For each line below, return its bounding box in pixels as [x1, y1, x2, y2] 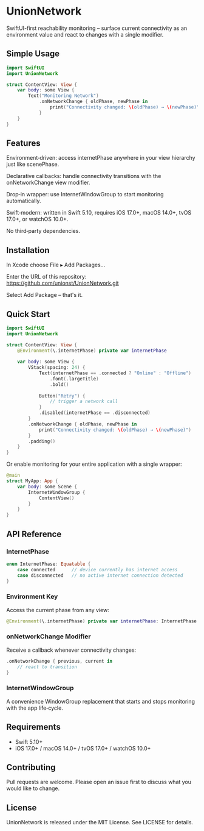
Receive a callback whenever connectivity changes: [6, 646, 137, 654]
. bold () [49, 381, 69, 388]
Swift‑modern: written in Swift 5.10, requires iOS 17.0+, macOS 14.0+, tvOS [6, 209, 192, 216]
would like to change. [6, 785, 59, 792]
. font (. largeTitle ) [49, 376, 99, 382]
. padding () [28, 438, 56, 444]
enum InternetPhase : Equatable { [6, 561, 91, 567]
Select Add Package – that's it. [6, 291, 83, 299]
